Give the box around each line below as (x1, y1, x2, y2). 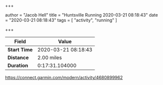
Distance (7, 54, 29, 61)
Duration (7, 62, 28, 68)
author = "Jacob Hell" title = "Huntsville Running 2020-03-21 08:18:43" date (5, 12, 158, 17)
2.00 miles (37, 54, 62, 61)
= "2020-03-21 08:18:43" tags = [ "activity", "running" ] (5, 17, 117, 23)
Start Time (7, 47, 33, 53)
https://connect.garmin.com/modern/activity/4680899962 (5, 75, 123, 80)
